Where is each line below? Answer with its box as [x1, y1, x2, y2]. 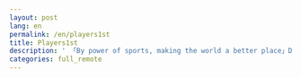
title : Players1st [9, 38, 78, 48]
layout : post [9, 13, 58, 22]
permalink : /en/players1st [9, 30, 111, 39]
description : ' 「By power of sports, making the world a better [9, 47, 258, 56]
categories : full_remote [9, 55, 102, 64]
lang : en [9, 22, 42, 30]
